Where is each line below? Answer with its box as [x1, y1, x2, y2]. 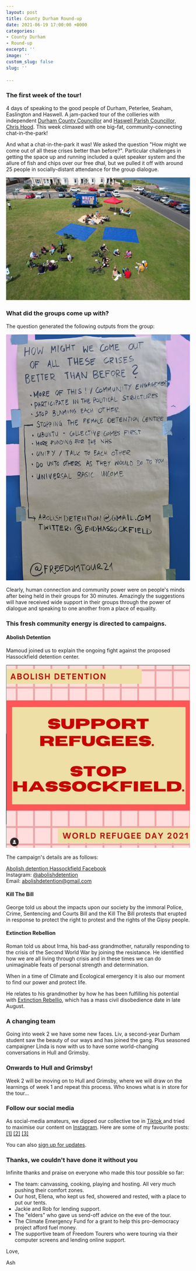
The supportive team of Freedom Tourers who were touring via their [14, 1230, 178, 1238]
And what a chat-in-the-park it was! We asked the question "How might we [6, 141, 187, 148]
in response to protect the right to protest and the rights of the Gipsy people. [6, 916, 190, 923]
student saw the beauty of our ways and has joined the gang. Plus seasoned [6, 1037, 190, 1044]
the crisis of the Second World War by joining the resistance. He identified [6, 948, 184, 955]
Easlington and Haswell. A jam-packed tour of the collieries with [6, 111, 160, 118]
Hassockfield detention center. [6, 653, 80, 660]
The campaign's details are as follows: [6, 854, 99, 861]
